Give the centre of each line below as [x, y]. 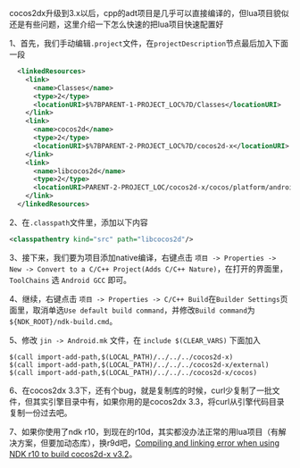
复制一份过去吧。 [41, 413]
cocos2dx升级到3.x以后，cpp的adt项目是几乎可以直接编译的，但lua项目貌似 [149, 13]
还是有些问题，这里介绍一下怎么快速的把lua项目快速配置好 [117, 24]
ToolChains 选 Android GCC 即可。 [71, 280]
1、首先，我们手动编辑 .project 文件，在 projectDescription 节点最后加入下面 [149, 43]
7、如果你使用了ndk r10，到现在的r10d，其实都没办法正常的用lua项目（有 [144, 431]
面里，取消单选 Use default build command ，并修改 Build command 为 [133, 310]
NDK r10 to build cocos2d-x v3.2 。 [73, 454]
